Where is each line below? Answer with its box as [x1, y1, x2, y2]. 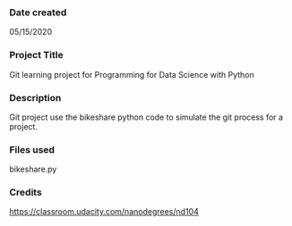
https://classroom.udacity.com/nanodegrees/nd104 [9, 206, 199, 217]
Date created [9, 6, 67, 19]
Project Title [9, 49, 64, 62]
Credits [9, 186, 42, 198]
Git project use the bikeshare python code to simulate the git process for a [9, 112, 284, 122]
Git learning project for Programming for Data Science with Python [9, 69, 254, 80]
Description [9, 91, 62, 104]
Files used [9, 143, 56, 155]
